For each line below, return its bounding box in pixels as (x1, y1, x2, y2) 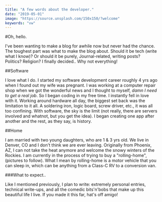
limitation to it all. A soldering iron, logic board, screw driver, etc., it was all (5, 103, 153, 109)
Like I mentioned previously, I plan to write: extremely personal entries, (5, 182, 146, 188)
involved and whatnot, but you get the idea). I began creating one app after (5, 113, 155, 119)
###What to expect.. (5, 172, 46, 178)
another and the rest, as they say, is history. (5, 118, 92, 124)
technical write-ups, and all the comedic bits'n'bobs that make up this (5, 187, 144, 192)
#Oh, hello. (5, 34, 27, 40)
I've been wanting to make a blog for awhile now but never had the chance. (5, 43, 155, 49)
